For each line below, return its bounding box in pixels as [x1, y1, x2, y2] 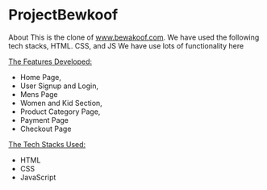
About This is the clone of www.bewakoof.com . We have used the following [8, 32, 260, 42]
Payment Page [19, 115, 69, 125]
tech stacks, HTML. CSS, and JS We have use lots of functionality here [8, 40, 244, 50]
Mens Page [19, 89, 58, 99]
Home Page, [19, 72, 62, 82]
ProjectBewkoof [8, 6, 119, 24]
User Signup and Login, [19, 81, 99, 91]
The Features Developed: [8, 57, 93, 66]
